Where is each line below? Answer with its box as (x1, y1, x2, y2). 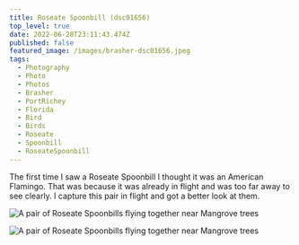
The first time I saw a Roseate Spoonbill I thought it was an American (9, 171, 264, 182)
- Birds (17, 122, 47, 131)
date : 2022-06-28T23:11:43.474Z (9, 30, 130, 39)
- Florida (17, 105, 54, 114)
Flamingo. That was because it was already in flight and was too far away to (9, 180, 290, 191)
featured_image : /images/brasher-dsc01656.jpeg (9, 47, 191, 56)
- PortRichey (17, 96, 66, 106)
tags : (9, 55, 30, 64)
